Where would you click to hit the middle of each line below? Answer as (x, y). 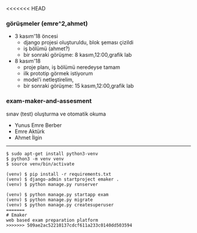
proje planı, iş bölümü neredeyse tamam (72, 67)
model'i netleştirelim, (49, 80)
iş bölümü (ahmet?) (47, 48)
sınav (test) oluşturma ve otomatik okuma (56, 114)
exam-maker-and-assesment (49, 101)
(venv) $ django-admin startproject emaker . (62, 179)
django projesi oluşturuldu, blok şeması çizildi (78, 43)
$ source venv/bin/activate (40, 164)
